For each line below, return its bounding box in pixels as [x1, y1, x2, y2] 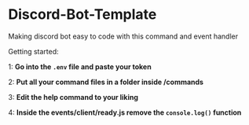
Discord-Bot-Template [8, 6, 157, 24]
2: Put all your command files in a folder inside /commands [8, 77, 204, 86]
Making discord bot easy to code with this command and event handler [8, 31, 239, 41]
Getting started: [8, 46, 59, 56]
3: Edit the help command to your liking [8, 92, 139, 101]
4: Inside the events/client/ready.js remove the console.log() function [8, 108, 242, 117]
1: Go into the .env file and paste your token [8, 61, 152, 72]
